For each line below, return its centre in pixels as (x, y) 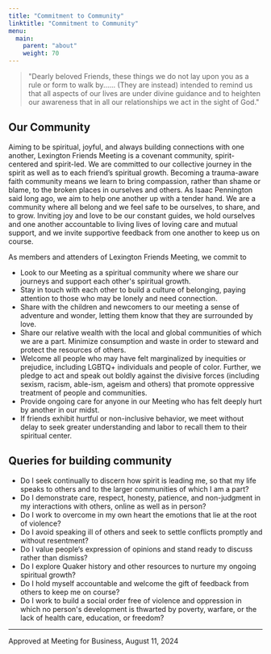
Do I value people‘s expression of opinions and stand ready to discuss (136, 549)
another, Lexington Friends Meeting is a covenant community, (111, 155)
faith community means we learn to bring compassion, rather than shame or (134, 181)
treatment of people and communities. (83, 392)
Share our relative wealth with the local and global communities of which (141, 333)
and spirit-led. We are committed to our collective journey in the (146, 164)
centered (23, 164)
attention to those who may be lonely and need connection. (119, 298)
